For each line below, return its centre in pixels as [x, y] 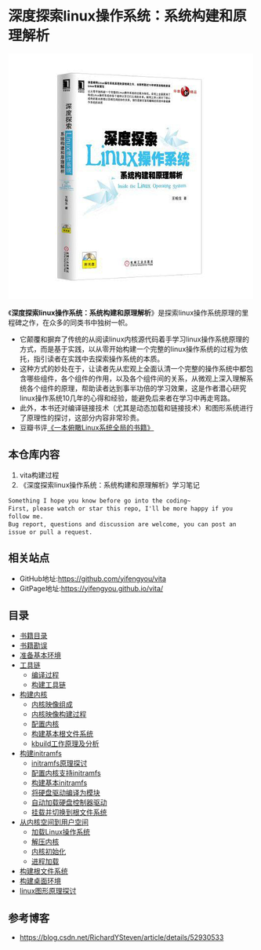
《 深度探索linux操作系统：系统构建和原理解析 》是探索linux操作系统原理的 [125, 312]
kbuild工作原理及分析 [65, 744]
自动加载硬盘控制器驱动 [69, 802]
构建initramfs [41, 754]
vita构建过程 [39, 475]
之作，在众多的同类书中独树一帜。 [76, 322]
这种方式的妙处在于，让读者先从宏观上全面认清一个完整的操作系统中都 [133, 368]
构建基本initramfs [59, 783]
